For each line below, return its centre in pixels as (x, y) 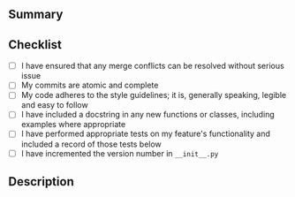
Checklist (35, 45)
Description (41, 182)
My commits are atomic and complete (90, 85)
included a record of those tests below (91, 144)
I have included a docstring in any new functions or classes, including (147, 115)
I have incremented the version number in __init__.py (120, 153)
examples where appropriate (73, 125)
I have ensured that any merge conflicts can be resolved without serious (152, 66)
